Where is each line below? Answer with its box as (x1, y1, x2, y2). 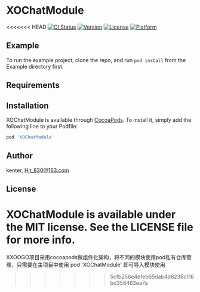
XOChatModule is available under (6, 208, 176, 222)
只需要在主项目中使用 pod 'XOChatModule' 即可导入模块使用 (16, 261, 165, 268)
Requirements (6, 80, 60, 90)
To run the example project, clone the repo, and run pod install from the (6, 56, 186, 63)
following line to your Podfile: (6, 122, 78, 130)
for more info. (6, 233, 76, 247)
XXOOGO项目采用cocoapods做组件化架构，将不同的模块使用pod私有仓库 (6, 253, 187, 260)
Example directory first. (6, 63, 64, 70)
